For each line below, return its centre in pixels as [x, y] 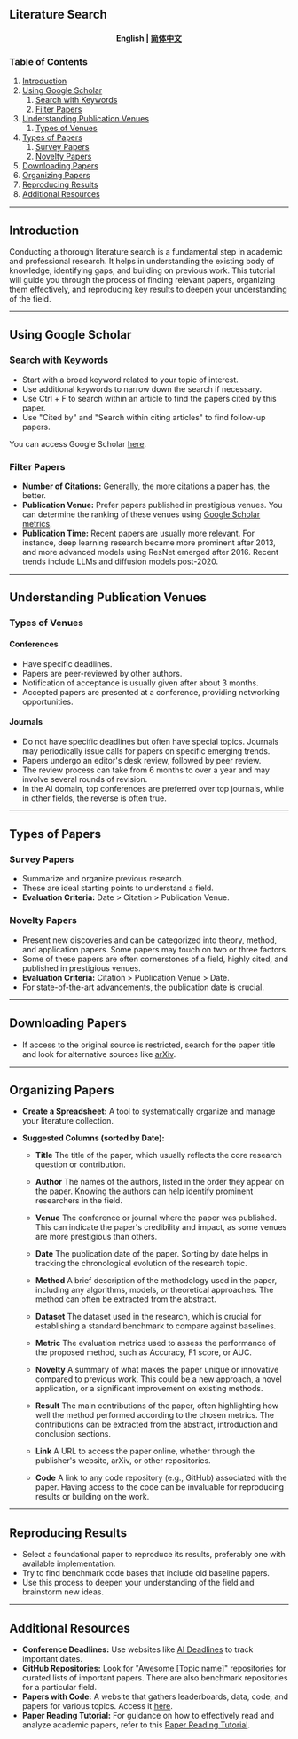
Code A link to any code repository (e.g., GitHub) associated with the [161, 1478]
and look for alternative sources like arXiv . [99, 1054]
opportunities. [47, 701]
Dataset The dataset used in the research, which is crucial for [148, 1317]
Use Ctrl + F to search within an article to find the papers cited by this [149, 398]
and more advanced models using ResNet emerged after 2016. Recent [150, 552]
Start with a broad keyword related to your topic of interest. [130, 380]
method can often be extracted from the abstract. [126, 1299]
